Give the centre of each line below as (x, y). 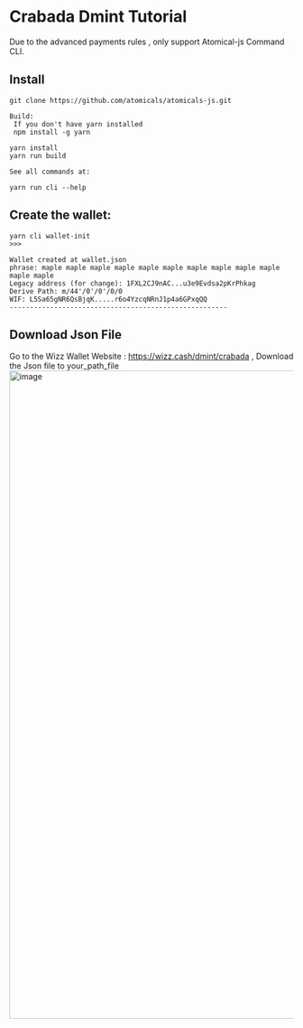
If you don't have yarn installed (78, 124)
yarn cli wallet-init (50, 236)
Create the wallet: (60, 215)
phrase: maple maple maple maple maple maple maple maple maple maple (145, 267)
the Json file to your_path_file (64, 366)
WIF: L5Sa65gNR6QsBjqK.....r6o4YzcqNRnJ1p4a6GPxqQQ (108, 299)
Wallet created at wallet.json (68, 259)
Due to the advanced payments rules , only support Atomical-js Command (147, 42)
